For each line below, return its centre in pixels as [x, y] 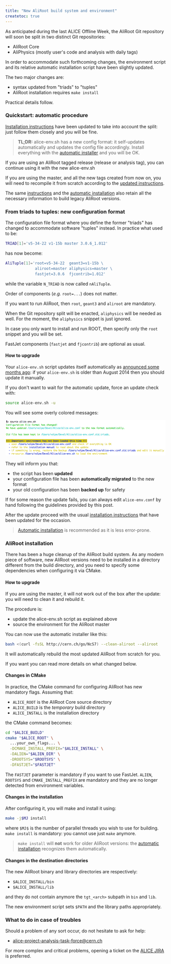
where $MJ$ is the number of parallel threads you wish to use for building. [82, 828]
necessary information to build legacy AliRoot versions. [63, 198]
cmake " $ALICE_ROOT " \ [29, 738]
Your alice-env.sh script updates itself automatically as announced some [82, 367]
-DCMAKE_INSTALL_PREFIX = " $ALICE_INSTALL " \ [56, 749]
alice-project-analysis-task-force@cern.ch [58, 941]
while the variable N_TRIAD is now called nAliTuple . [58, 284]
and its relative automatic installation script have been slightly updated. [80, 67]
